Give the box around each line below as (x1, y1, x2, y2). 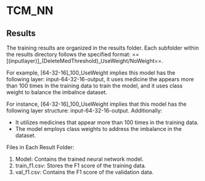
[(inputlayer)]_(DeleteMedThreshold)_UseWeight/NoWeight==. (6, 57, 163, 64)
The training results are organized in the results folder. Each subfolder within (6, 44, 199, 51)
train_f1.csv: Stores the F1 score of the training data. (15, 162, 146, 169)
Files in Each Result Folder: (6, 144, 75, 150)
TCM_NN (6, 4, 54, 18)
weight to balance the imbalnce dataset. (6, 89, 108, 95)
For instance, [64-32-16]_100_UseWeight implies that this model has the (6, 100, 187, 108)
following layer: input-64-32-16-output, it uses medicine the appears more (6, 76, 194, 83)
